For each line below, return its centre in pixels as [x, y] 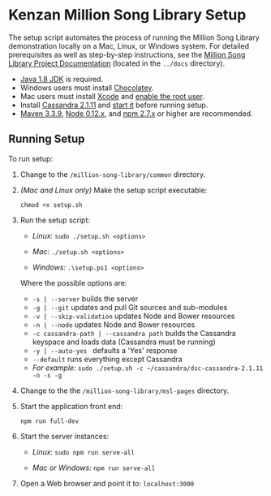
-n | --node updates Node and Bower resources [114, 324]
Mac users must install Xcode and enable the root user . [112, 96]
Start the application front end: [71, 406]
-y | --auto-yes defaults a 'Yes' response [105, 350]
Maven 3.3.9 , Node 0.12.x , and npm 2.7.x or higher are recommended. [136, 113]
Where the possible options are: [73, 283]
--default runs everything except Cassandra [107, 359]
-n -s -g [47, 375]
